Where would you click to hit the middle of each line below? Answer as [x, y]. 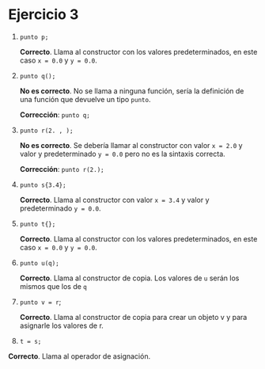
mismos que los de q [53, 286]
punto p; [34, 37]
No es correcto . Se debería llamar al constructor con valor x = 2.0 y [131, 145]
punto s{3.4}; [43, 185]
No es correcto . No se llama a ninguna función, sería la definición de [132, 91]
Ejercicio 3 [44, 15]
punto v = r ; [40, 302]
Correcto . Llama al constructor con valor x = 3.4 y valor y [114, 200]
